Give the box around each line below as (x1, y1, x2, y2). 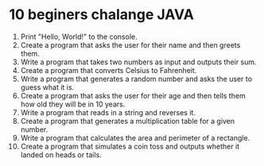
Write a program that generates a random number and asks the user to (20, 74, 253, 83)
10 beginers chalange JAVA (9, 6, 194, 24)
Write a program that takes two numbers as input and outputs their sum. (20, 57, 257, 67)
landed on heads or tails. (20, 149, 102, 160)
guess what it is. (20, 82, 75, 92)
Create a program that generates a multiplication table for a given (20, 116, 235, 125)
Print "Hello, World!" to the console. (20, 32, 138, 41)
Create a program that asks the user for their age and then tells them (20, 91, 246, 100)
